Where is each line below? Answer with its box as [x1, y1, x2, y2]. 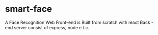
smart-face [5, 3, 53, 15]
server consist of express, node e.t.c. [14, 24, 90, 30]
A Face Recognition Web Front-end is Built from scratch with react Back [5, 19, 151, 25]
